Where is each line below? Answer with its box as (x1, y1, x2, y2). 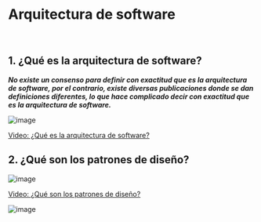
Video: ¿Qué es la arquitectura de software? (8, 130, 150, 140)
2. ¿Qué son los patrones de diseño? (8, 153, 190, 166)
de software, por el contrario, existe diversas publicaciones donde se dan (8, 83, 254, 93)
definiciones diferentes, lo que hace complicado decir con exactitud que (8, 92, 249, 101)
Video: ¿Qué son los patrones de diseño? (8, 189, 141, 198)
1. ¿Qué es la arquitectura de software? (8, 54, 202, 67)
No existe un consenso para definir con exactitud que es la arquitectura (8, 75, 248, 84)
